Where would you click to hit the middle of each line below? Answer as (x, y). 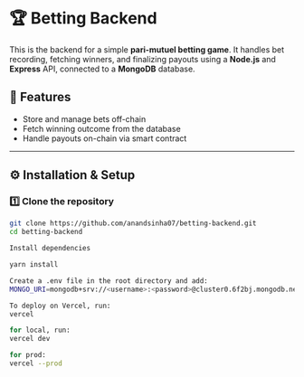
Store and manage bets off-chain (84, 118)
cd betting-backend (46, 232)
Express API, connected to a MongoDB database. (103, 69)
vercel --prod (36, 363)
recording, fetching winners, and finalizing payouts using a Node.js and (142, 59)
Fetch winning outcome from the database (101, 128)
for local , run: (40, 330)
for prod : (28, 355)
